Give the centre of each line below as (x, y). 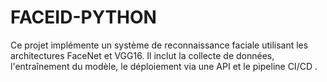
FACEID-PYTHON (83, 17)
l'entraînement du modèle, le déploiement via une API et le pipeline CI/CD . (164, 66)
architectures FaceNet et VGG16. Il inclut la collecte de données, (142, 55)
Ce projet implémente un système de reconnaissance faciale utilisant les (159, 45)
